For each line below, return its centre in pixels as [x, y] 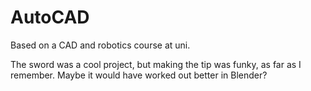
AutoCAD [50, 17]
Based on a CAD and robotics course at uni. [100, 45]
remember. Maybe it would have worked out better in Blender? [139, 75]
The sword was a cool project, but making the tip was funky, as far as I [156, 64]
